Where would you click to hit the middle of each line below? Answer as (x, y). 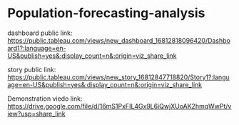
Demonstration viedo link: (45, 99)
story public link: (32, 69)
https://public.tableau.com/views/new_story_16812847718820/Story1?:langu (118, 77)
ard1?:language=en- (37, 48)
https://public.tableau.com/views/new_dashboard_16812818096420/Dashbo (119, 40)
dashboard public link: (40, 33)
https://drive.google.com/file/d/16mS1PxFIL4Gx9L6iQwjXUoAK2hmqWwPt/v (119, 106)
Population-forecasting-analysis (106, 13)
